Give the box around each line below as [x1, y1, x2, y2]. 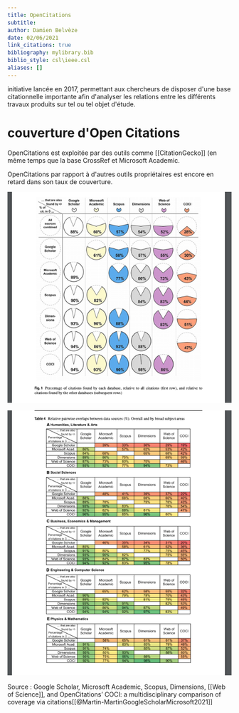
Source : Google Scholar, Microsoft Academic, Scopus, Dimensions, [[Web [7, 682, 226, 692]
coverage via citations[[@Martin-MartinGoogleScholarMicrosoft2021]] [7, 698, 213, 707]
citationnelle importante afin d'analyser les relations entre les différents [7, 92, 216, 101]
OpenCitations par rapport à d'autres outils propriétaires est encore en [7, 170, 214, 178]
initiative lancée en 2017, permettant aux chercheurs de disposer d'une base [7, 84, 231, 93]
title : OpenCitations [7, 11, 72, 19]
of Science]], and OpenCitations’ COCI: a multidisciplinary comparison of [7, 690, 222, 699]
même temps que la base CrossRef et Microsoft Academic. [7, 156, 180, 164]
